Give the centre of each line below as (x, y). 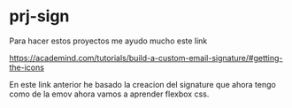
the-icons (27, 67)
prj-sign (39, 16)
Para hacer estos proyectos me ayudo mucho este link (108, 41)
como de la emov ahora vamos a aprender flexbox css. (109, 94)
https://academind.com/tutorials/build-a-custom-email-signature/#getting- (146, 58)
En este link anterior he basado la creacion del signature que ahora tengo (142, 84)
